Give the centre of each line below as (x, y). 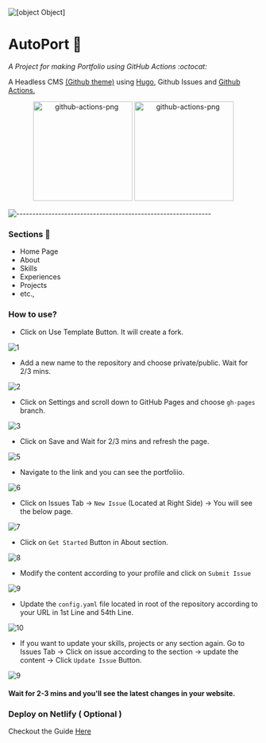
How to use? (33, 314)
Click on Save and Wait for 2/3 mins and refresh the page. (114, 441)
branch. (33, 410)
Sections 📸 (29, 234)
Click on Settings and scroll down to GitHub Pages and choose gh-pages (137, 402)
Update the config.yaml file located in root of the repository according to (139, 604)
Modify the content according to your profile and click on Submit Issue (135, 573)
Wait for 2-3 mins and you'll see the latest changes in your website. (122, 694)
